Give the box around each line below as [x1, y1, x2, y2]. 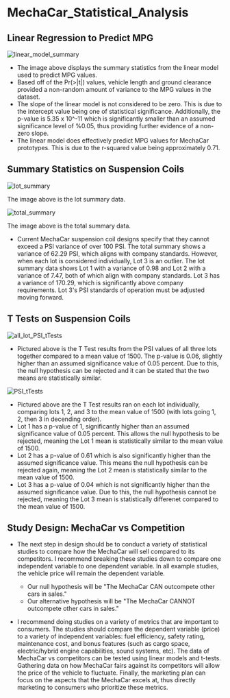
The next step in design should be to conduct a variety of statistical [16, 540, 207, 549]
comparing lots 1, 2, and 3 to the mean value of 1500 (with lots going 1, [16, 407, 216, 416]
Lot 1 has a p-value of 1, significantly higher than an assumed [16, 422, 190, 430]
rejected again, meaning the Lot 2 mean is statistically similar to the [16, 466, 207, 474]
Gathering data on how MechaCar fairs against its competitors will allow [16, 662, 220, 670]
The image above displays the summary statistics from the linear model [16, 64, 219, 71]
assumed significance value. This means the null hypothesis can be [16, 458, 208, 467]
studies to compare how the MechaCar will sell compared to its [16, 547, 195, 556]
